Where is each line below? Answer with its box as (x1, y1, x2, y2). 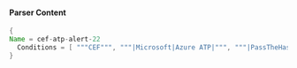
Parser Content (9, 7, 66, 18)
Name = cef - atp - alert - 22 (9, 35, 101, 44)
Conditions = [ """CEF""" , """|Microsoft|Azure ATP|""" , (17, 42, 232, 52)
